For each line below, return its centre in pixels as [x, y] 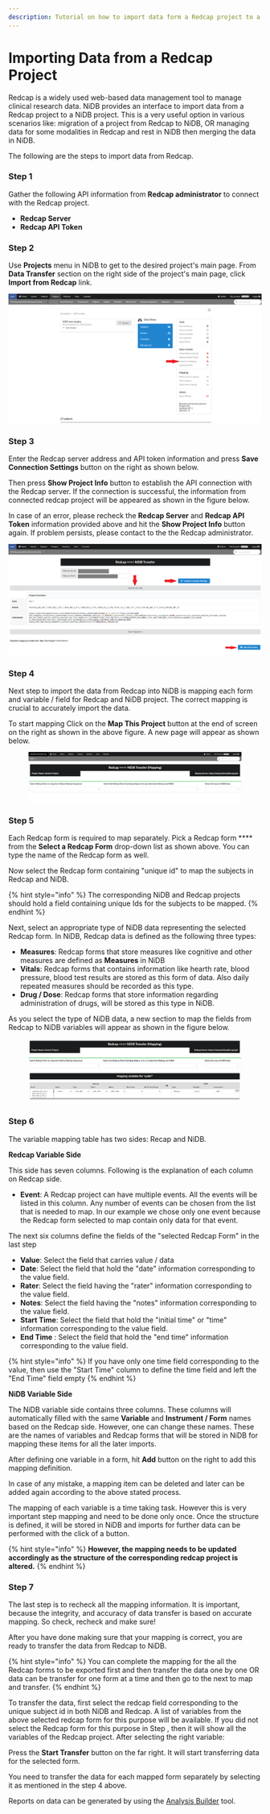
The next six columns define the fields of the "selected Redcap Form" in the [134, 1235]
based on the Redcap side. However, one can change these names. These [131, 1426]
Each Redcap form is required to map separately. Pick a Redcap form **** [131, 838]
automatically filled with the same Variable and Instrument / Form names [130, 1418]
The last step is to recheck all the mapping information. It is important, [124, 1604]
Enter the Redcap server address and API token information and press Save [133, 459]
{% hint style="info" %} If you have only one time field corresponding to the [134, 1361]
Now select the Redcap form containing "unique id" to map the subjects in [131, 871]
